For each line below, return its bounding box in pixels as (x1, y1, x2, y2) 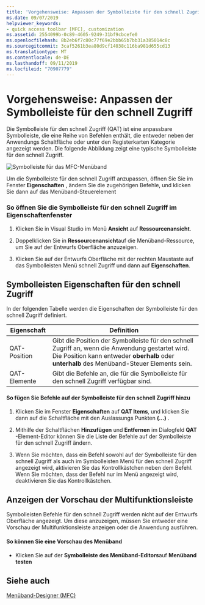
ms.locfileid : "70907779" (6, 65, 72, 72)
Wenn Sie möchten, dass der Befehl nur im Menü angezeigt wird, (15, 470, 179, 478)
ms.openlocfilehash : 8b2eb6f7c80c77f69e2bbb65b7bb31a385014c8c (6, 37, 171, 43)
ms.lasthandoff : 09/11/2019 (6, 60, 78, 66)
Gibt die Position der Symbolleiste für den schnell (52, 336, 193, 345)
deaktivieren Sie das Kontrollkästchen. (15, 477, 112, 484)
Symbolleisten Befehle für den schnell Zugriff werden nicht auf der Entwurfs (6, 511, 198, 518)
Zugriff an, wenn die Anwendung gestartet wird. (52, 344, 190, 352)
